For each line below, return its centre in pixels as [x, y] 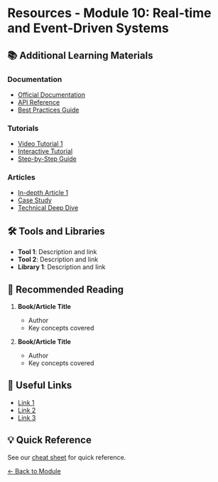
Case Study [34, 200]
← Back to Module [34, 471]
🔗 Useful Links [40, 386]
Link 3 [27, 417]
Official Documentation [51, 95]
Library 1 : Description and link [61, 267]
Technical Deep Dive [48, 208]
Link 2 [27, 410]
